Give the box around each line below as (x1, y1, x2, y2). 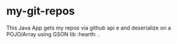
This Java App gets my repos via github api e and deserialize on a (6, 24, 172, 31)
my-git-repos (6, 4, 75, 18)
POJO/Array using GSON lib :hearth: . (6, 30, 100, 37)
